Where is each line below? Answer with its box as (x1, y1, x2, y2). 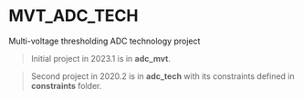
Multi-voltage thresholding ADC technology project (8, 35, 201, 46)
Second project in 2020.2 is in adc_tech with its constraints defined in (30, 70, 295, 82)
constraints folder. (30, 80, 102, 91)
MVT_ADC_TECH (8, 5, 139, 26)
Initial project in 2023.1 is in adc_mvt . (30, 53, 171, 64)
